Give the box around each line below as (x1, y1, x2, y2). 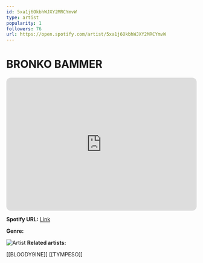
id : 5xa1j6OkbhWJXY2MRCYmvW (6, 8, 77, 15)
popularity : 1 (6, 20, 42, 26)
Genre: (6, 227, 24, 235)
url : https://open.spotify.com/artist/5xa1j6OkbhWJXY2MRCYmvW (6, 31, 166, 37)
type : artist (6, 15, 39, 21)
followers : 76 (6, 25, 42, 32)
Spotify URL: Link (6, 216, 51, 223)
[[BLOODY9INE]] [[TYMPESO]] (6, 251, 83, 258)
